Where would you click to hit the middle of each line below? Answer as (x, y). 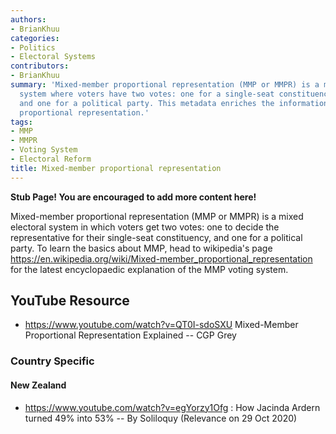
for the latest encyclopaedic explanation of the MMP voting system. (149, 269)
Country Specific (52, 361)
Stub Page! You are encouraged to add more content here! (133, 197)
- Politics (33, 47)
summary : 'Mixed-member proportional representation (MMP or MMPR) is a (165, 85)
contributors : (40, 66)
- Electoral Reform (51, 159)
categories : (35, 38)
